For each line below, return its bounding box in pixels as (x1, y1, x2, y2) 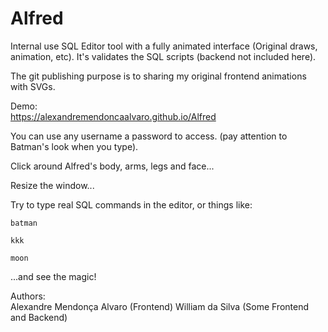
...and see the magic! (10, 270, 97, 282)
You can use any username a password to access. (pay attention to (10, 130, 288, 142)
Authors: (10, 290, 46, 302)
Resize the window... (10, 179, 95, 191)
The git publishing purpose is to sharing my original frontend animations (10, 70, 307, 82)
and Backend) (10, 311, 68, 323)
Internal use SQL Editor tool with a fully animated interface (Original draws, (10, 40, 318, 52)
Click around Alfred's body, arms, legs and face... (10, 160, 215, 172)
